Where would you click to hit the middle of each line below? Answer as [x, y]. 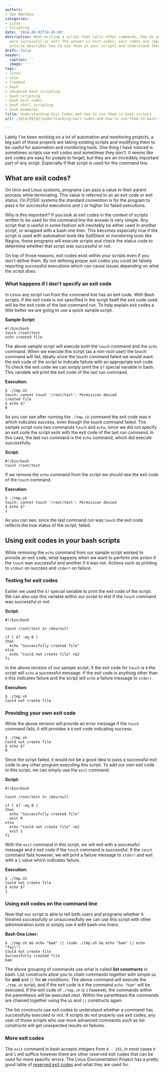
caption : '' [22, 60]
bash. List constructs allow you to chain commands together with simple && [81, 974]
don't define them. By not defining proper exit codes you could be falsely [79, 261]
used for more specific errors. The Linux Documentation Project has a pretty [82, 1059]
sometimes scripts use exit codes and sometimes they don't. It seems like [79, 153]
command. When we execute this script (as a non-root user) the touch [76, 351]
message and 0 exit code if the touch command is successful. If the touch [79, 850]
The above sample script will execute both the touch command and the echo [81, 346]
